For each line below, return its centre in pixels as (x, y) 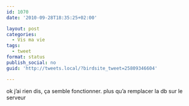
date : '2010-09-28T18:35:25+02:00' (52, 18)
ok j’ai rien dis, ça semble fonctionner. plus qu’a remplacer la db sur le (94, 91)
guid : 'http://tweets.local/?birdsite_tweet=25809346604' (82, 68)
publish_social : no (31, 62)
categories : (21, 34)
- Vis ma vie (29, 40)
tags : (13, 46)
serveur (16, 97)
